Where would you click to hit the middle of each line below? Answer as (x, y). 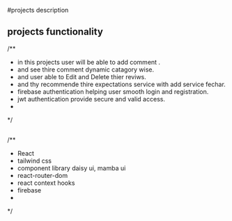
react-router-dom (42, 176)
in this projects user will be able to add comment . (89, 62)
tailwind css (34, 161)
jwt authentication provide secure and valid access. (91, 99)
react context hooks (46, 183)
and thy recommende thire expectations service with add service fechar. (122, 84)
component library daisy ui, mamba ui (71, 168)
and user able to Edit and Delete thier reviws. (82, 76)
